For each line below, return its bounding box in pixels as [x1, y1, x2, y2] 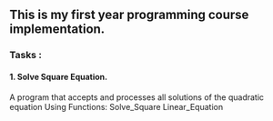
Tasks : [9, 49, 43, 62]
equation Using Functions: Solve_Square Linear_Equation [9, 101, 224, 112]
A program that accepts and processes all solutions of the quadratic [9, 91, 265, 103]
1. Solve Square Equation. [9, 71, 108, 82]
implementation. [9, 22, 106, 37]
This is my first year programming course [9, 7, 249, 23]
